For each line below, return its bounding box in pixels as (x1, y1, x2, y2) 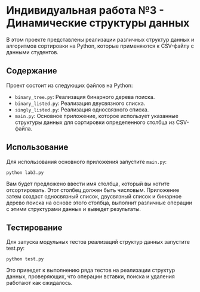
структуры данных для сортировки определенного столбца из (14, 119, 175, 126)
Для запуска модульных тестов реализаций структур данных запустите (6, 238, 190, 246)
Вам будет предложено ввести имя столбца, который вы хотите (6, 180, 170, 187)
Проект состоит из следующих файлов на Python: (6, 82, 133, 89)
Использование (6, 142, 69, 153)
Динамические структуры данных (6, 16, 190, 30)
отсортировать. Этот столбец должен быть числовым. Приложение (6, 186, 180, 194)
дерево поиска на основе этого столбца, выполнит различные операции (6, 199, 192, 206)
